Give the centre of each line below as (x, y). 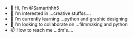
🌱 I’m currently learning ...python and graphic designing (69, 19)
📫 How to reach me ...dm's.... (41, 30)
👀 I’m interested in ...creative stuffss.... (50, 13)
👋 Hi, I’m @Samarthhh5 (35, 8)
